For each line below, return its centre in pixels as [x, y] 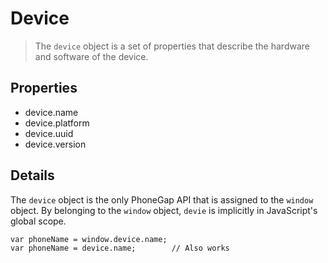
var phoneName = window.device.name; [89, 239]
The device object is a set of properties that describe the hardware [172, 46]
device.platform [57, 123]
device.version [55, 144]
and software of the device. [91, 56]
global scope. [38, 221]
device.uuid [49, 133]
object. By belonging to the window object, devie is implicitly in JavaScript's [164, 210]
